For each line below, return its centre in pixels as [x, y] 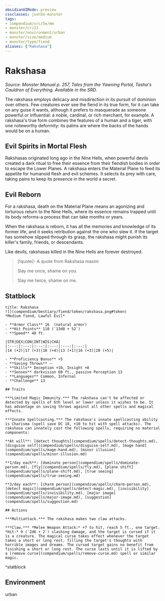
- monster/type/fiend [27, 42]
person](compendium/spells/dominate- [101, 463]
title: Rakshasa [22, 307]
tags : [11, 19]
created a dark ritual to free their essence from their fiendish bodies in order [83, 163]
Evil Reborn [23, 195]
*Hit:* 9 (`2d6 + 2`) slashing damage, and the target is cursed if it [80, 532]
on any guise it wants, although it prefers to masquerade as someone [76, 110]
